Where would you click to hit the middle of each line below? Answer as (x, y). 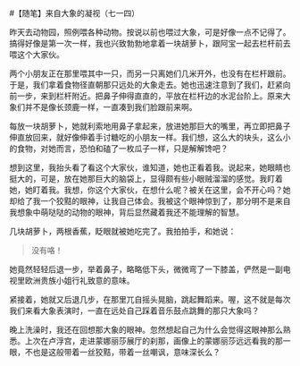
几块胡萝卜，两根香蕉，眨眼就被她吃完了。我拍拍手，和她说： (123, 231)
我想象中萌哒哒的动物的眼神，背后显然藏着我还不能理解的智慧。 (126, 212)
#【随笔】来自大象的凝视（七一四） (75, 13)
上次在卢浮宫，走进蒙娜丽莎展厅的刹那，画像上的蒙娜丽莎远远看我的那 (154, 341)
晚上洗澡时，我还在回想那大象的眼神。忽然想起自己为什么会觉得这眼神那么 (146, 330)
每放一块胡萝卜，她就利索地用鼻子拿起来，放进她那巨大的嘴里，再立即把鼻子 (150, 126)
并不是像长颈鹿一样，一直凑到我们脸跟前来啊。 (111, 107)
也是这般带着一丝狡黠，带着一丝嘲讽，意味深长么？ (126, 352)
